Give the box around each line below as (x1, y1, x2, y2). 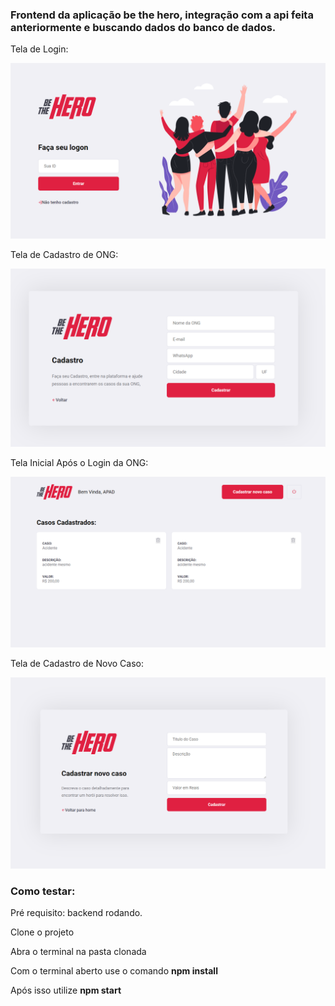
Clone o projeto (10, 926, 75, 938)
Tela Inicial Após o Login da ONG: (10, 457, 149, 469)
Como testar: (10, 884, 76, 898)
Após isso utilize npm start (10, 984, 122, 996)
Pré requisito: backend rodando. (10, 906, 143, 918)
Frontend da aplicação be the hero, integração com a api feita (10, 8, 314, 22)
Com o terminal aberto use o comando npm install (10, 964, 218, 977)
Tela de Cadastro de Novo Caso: (10, 657, 145, 669)
